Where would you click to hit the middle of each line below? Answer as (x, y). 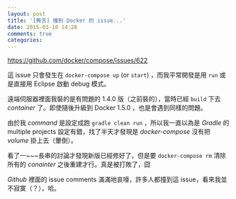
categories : (25, 40)
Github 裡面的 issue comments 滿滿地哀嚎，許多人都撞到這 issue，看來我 (114, 180)
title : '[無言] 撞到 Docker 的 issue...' (67, 21)
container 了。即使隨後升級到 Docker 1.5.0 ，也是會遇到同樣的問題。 (107, 108)
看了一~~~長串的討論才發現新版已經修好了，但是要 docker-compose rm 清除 (117, 156)
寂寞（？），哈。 (36, 188)
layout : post (27, 14)
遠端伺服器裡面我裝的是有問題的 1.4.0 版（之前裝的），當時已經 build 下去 (114, 99)
